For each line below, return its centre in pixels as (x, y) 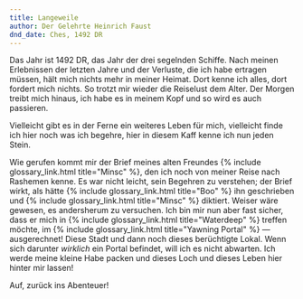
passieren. (29, 108)
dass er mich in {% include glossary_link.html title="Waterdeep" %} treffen (148, 220)
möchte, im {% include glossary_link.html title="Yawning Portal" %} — (140, 229)
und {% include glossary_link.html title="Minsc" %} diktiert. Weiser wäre (144, 201)
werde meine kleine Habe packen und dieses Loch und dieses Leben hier (146, 258)
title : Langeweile (44, 18)
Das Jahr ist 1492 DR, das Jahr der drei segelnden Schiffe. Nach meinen (144, 61)
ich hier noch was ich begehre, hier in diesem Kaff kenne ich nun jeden (142, 135)
